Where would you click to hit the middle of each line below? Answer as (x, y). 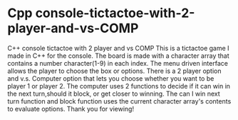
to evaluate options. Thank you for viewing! (71, 109)
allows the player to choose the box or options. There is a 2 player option (114, 71)
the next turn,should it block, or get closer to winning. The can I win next (114, 94)
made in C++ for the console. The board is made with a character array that (118, 56)
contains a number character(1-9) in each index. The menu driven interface (118, 63)
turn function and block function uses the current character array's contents (119, 101)
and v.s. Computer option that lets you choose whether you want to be (111, 78)
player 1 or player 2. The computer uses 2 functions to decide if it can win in (119, 86)
